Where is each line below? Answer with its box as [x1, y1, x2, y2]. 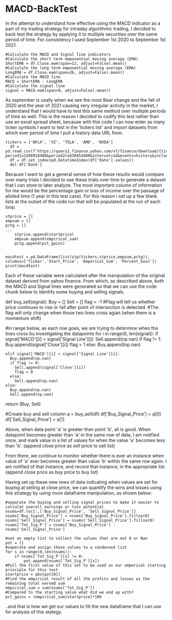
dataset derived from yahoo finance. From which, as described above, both [5, 278, 164, 284]
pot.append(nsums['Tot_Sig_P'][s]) [24, 558, 100, 563]
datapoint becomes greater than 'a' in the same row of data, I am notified [5, 431, 160, 437]
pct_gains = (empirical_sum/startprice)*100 [5, 594, 102, 599]
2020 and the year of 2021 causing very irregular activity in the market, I [5, 102, 158, 108]
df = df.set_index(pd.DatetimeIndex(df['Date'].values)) [10, 157, 134, 162]
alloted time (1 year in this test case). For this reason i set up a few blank [5, 193, 158, 199]
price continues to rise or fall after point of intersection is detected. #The [5, 304, 159, 310]
